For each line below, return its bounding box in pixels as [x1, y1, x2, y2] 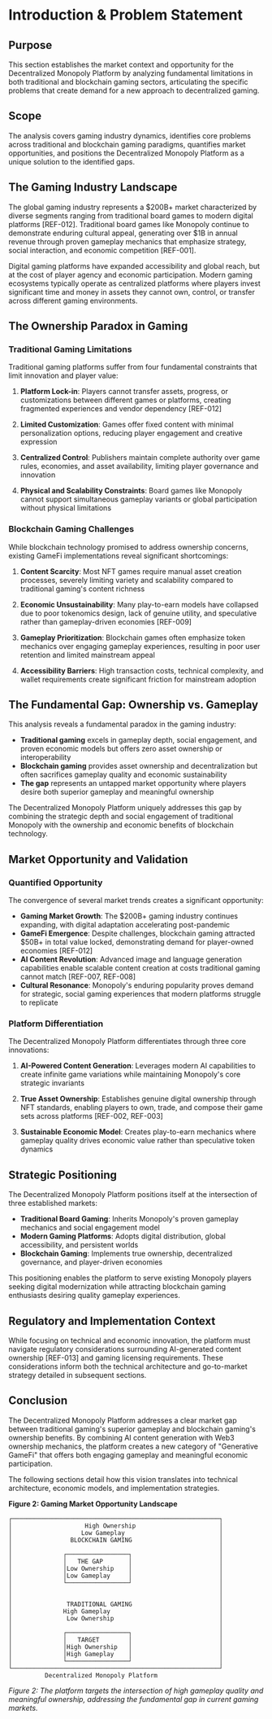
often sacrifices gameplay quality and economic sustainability [19, 770, 227, 779]
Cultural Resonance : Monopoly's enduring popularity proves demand [19, 980, 254, 990]
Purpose [8, 38, 53, 52]
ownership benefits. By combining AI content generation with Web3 [8, 1432, 235, 1442]
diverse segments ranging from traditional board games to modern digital [8, 210, 253, 221]
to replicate [19, 998, 58, 1007]
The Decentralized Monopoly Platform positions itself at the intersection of [8, 1190, 258, 1199]
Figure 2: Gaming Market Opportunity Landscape [8, 1498, 178, 1508]
